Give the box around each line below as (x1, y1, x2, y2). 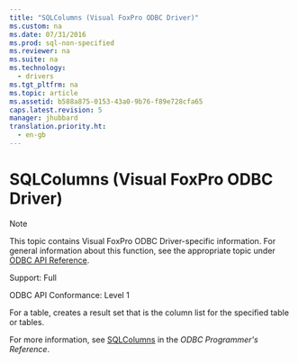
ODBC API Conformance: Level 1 (9, 289, 131, 300)
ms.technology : (9, 64, 67, 73)
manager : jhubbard (9, 113, 78, 123)
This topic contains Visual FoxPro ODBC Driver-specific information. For (9, 235, 276, 246)
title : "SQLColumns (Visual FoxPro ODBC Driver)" (9, 13, 200, 23)
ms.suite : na (9, 55, 59, 64)
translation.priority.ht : (9, 123, 106, 132)
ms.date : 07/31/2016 (9, 30, 87, 39)
